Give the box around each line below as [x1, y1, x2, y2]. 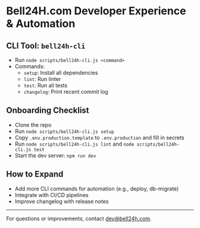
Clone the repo [14, 121, 52, 128]
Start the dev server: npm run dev [14, 152, 96, 159]
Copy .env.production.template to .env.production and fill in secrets [14, 134, 185, 141]
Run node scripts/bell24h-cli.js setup [14, 127, 114, 135]
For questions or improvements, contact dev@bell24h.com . [6, 215, 152, 222]
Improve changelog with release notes [14, 198, 109, 205]
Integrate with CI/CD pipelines [14, 191, 89, 198]
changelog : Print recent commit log [23, 88, 108, 95]
